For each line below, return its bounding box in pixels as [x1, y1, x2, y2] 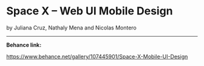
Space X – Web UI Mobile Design [6, 4, 173, 18]
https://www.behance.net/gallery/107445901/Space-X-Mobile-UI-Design [6, 53, 188, 60]
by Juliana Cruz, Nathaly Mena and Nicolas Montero [6, 24, 137, 31]
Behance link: [6, 41, 42, 49]
